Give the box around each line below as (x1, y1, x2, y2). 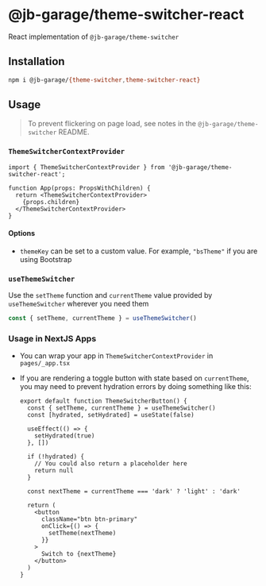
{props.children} (22, 198, 80, 206)
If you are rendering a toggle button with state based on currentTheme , (19, 373, 249, 383)
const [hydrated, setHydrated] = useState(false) (27, 411, 195, 419)
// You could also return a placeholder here (34, 460, 188, 468)
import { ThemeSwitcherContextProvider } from (8, 163, 165, 172)
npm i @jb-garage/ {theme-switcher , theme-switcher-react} (8, 75, 201, 84)
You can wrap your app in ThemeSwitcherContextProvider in (19, 351, 214, 360)
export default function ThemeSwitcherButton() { (19, 397, 188, 406)
